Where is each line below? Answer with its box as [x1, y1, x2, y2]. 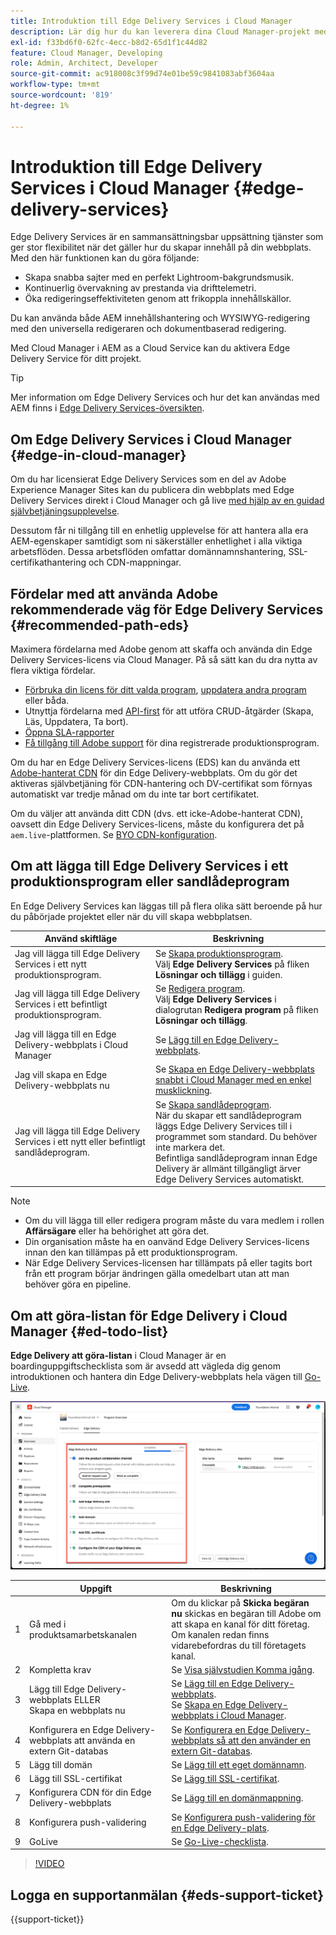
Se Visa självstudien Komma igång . [171, 1664, 315, 1676]
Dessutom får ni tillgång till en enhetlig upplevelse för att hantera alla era [10, 525, 309, 537]
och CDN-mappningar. [88, 556, 182, 569]
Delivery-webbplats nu [14, 1079, 110, 1091]
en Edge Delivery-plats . [171, 1821, 270, 1834]
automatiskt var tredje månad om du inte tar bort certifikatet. [10, 788, 260, 800]
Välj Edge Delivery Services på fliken [154, 958, 310, 970]
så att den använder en [216, 1734, 311, 1746]
